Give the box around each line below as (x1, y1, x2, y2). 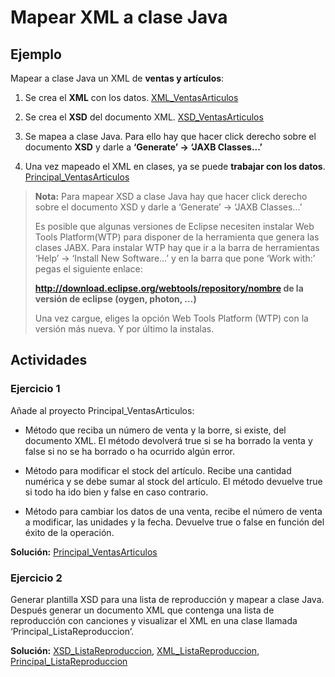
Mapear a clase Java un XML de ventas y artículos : (10, 72, 225, 84)
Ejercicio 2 (10, 571, 63, 585)
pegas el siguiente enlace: (34, 263, 143, 275)
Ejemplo (10, 46, 62, 63)
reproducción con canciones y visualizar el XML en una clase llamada (10, 614, 298, 626)
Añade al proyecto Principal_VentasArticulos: (10, 404, 195, 416)
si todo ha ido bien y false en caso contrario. (24, 486, 209, 498)
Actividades (10, 352, 88, 369)
